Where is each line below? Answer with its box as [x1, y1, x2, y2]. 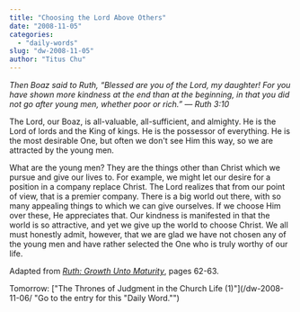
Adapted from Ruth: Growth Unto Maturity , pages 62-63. [9, 266, 220, 276]
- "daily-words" [17, 38, 78, 48]
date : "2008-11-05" [9, 22, 83, 31]
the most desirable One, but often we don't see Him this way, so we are [9, 136, 274, 146]
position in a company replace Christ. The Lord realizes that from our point [9, 182, 286, 192]
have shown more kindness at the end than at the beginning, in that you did [9, 89, 290, 100]
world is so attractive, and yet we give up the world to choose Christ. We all [9, 219, 289, 230]
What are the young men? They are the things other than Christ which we [9, 163, 281, 173]
